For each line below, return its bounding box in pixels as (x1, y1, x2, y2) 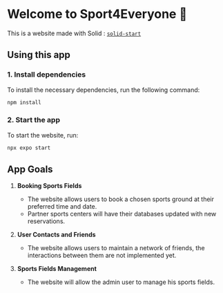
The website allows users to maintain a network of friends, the (27, 244, 205, 252)
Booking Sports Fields (17, 182, 82, 190)
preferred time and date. (27, 202, 97, 211)
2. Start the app (7, 115, 61, 125)
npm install (7, 99, 41, 106)
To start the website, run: (7, 131, 79, 139)
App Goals (7, 164, 53, 176)
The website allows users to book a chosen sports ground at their (27, 195, 215, 203)
